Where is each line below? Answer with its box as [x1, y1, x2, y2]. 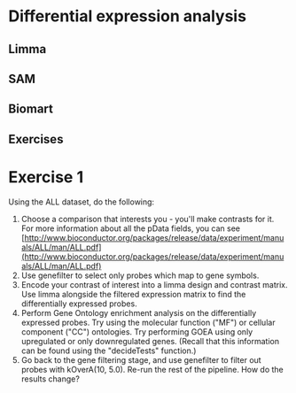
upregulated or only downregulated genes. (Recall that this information [20, 335, 280, 346]
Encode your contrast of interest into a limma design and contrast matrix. [20, 279, 288, 289]
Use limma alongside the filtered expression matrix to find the [20, 289, 246, 299]
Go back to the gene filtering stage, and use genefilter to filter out [20, 354, 262, 365]
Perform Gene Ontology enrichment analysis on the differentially [20, 307, 257, 318]
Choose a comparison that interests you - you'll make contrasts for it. [20, 213, 275, 224]
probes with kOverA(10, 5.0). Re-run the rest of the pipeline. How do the [20, 364, 284, 374]
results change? [20, 374, 81, 384]
